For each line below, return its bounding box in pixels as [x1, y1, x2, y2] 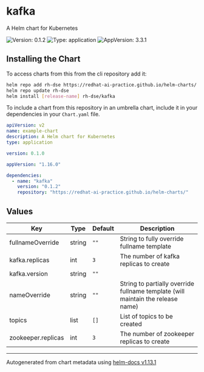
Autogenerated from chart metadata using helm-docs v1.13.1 [6, 358, 157, 366]
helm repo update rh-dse [6, 87, 69, 94]
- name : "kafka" [12, 178, 53, 184]
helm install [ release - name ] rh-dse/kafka [6, 93, 115, 99]
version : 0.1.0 [6, 150, 45, 156]
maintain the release [120, 294, 178, 303]
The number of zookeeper [120, 329, 195, 338]
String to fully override [120, 234, 184, 243]
